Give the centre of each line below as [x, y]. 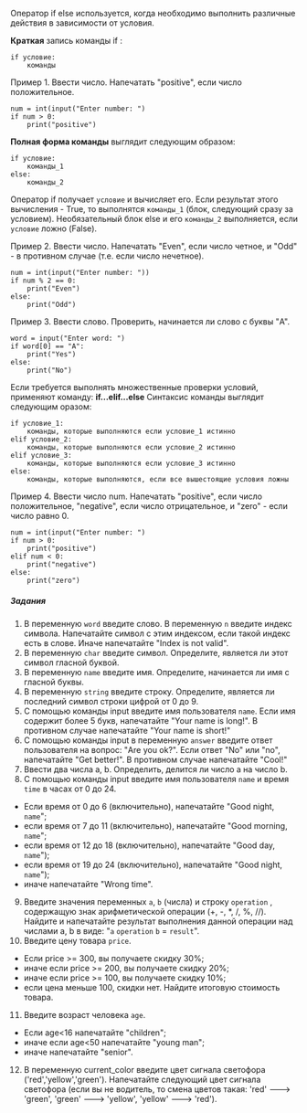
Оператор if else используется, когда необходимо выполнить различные [153, 13]
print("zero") [53, 580]
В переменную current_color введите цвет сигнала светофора [144, 1069]
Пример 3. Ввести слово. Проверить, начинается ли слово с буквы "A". [150, 322]
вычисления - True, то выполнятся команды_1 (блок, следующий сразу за [152, 209]
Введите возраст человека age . [85, 1014]
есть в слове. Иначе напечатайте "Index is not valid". [126, 642]
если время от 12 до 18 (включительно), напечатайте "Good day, [149, 845]
